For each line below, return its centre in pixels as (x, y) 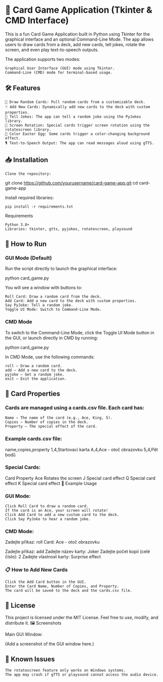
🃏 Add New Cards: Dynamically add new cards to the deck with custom (78, 107)
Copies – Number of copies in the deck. (47, 422)
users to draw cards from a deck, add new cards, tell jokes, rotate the (75, 44)
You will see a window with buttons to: (44, 288)
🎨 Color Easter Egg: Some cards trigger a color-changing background (78, 134)
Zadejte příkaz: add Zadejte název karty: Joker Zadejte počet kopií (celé (78, 551)
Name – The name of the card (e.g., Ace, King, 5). (59, 418)
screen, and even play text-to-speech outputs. (52, 50)
